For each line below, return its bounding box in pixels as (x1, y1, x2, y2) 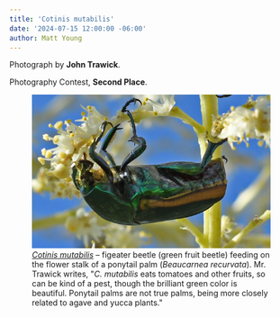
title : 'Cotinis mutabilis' (9, 14, 115, 23)
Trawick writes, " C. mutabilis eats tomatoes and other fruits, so (32, 268, 266, 279)
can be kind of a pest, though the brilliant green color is (32, 278, 238, 289)
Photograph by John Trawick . (9, 59, 121, 70)
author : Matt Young (9, 33, 83, 42)
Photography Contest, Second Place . (9, 77, 148, 87)
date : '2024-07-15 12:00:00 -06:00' (9, 23, 147, 33)
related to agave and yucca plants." (32, 297, 164, 308)
